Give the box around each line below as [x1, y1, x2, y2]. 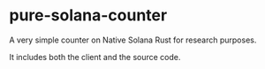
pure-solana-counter [9, 5, 168, 26]
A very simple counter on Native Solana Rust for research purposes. [9, 34, 257, 45]
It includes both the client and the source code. [9, 51, 181, 62]
